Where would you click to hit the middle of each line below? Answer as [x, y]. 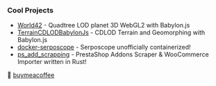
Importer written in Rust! [52, 62]
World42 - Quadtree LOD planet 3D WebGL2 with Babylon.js [103, 25]
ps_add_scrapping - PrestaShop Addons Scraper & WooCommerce [113, 54]
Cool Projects [31, 10]
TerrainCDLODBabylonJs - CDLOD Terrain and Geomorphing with [111, 32]
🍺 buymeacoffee [31, 75]
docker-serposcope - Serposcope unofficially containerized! [104, 47]
